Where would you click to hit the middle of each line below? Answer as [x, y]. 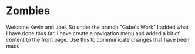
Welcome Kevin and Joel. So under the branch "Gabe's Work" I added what [97, 27]
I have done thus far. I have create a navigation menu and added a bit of [93, 33]
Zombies [28, 11]
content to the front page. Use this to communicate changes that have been [98, 39]
